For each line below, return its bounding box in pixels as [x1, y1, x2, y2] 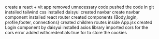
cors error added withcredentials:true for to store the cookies [5, 30, 127, 35]
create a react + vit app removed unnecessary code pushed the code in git [5, 4, 154, 10]
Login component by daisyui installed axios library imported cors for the [5, 25, 148, 30]
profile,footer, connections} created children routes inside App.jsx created [5, 19, 153, 25]
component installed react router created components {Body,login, [5, 14, 138, 20]
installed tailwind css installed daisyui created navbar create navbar [5, 9, 140, 15]
